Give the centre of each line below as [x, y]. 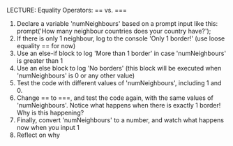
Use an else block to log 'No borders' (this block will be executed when [119, 68]
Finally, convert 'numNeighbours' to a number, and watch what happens [120, 120]
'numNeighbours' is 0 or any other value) [76, 75]
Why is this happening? [50, 112]
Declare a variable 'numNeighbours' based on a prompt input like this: [117, 23]
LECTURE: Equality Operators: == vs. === [67, 10]
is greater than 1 [40, 61]
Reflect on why [38, 135]
